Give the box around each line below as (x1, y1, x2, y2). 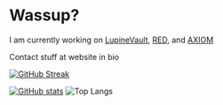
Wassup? (9, 5, 80, 26)
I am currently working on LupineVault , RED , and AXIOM (9, 34, 214, 45)
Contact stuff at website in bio (9, 51, 120, 62)
